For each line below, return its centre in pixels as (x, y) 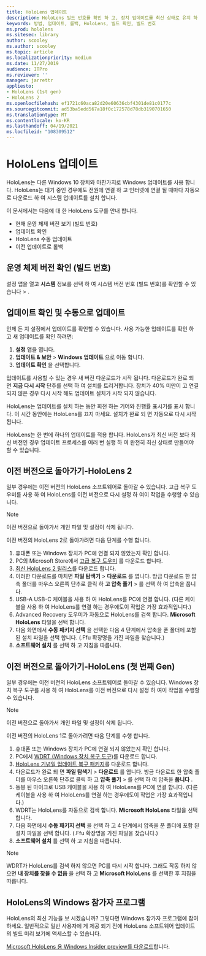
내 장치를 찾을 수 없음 (42, 873)
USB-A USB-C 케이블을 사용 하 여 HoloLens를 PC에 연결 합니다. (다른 (99, 599)
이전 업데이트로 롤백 (39, 247)
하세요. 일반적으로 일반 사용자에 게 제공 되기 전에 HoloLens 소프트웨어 (90, 926)
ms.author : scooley (31, 47)
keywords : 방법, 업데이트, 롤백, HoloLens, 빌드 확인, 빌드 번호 (81, 23)
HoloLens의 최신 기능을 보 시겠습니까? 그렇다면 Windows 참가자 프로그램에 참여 (102, 918)
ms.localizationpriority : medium (49, 58)
